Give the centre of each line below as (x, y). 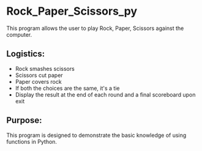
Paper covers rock (39, 81)
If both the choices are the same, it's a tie (67, 88)
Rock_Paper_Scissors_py (72, 11)
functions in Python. (32, 141)
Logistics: (25, 54)
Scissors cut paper (39, 75)
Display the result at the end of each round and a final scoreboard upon (105, 94)
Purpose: (24, 120)
